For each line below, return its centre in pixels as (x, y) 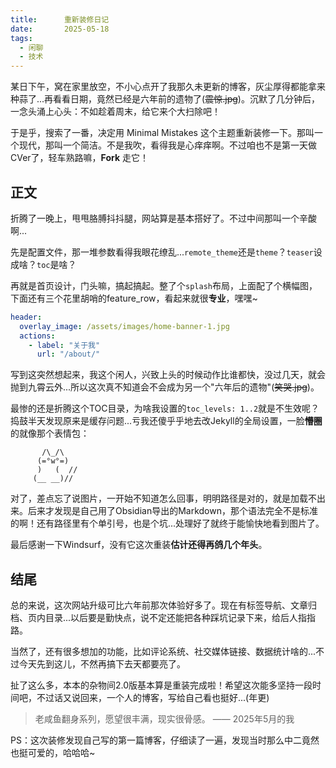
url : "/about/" (68, 354)
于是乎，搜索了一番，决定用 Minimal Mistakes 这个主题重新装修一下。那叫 (162, 133)
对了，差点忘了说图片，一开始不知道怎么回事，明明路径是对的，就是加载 (159, 498)
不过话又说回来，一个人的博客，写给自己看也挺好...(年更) (153, 698)
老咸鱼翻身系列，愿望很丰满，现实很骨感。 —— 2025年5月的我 (164, 719)
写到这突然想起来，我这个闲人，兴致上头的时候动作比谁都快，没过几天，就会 (168, 375)
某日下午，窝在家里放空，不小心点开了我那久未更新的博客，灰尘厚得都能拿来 (168, 87)
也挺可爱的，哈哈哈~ (53, 753)
